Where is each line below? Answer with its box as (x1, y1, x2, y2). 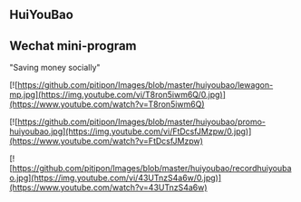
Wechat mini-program (9, 38, 138, 53)
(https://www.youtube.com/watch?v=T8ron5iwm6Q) (9, 99, 206, 110)
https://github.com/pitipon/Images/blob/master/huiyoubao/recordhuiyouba (12, 163, 292, 174)
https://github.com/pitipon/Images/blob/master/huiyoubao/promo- (17, 117, 266, 128)
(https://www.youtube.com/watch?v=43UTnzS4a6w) (9, 182, 208, 193)
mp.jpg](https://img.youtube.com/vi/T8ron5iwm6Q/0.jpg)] (9, 90, 227, 101)
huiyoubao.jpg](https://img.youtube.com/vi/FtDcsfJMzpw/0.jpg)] (9, 126, 252, 137)
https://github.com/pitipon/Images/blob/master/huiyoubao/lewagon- (17, 80, 274, 91)
